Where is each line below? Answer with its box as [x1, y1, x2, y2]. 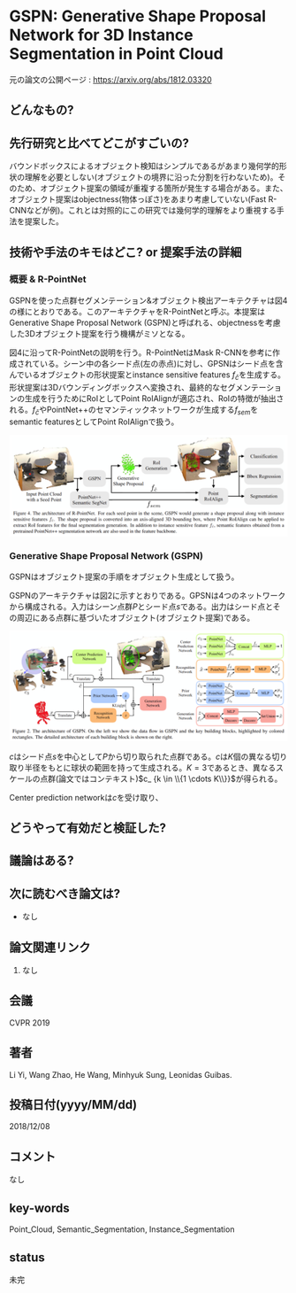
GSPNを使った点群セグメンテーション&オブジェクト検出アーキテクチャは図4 [9, 295, 288, 306]
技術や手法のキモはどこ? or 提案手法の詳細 [9, 244, 242, 259]
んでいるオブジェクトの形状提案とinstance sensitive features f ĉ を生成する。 [9, 369, 285, 382]
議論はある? [9, 853, 74, 869]
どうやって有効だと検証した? [9, 821, 166, 836]
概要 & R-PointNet [9, 273, 87, 285]
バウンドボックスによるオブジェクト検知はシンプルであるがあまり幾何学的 [9, 161, 280, 172]
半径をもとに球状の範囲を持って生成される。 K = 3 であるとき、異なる [24, 762, 277, 772]
